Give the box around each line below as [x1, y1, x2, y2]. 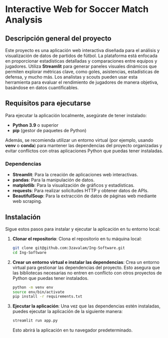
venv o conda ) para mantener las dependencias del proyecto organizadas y [5, 142, 162, 148]
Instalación [5, 213, 41, 221]
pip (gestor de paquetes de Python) [12, 127, 87, 133]
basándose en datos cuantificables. [5, 85, 79, 91]
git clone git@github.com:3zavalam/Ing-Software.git [12, 245, 125, 250]
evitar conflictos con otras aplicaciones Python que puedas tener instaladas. [5, 148, 163, 154]
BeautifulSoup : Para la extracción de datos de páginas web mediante [12, 193, 157, 199]
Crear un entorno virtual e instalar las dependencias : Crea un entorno [12, 259, 159, 265]
